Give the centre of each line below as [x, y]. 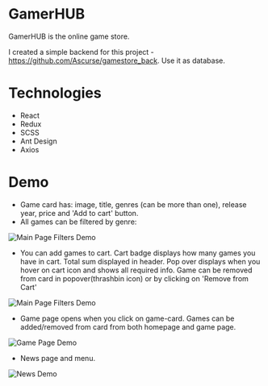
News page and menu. [57, 358]
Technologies [55, 93]
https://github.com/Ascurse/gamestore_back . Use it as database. [117, 60]
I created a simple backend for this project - [82, 52]
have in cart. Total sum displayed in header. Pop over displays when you [140, 261]
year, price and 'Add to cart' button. [79, 213]
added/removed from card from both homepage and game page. [128, 326]
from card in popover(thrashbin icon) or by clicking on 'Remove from [134, 278]
